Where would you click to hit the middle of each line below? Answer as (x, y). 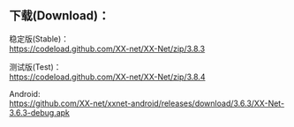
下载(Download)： (60, 16)
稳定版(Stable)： (39, 39)
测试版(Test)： (35, 67)
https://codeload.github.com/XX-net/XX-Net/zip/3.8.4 (107, 77)
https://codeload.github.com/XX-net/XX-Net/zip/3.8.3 (107, 49)
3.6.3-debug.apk (40, 112)
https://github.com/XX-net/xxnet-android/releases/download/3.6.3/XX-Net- (147, 103)
